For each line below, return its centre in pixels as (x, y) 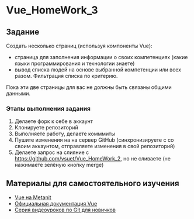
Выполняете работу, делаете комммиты (65, 134)
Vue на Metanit (33, 197)
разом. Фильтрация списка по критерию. (66, 76)
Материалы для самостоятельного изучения (93, 183)
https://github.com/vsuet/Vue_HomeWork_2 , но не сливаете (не (93, 159)
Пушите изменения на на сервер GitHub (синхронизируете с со (94, 140)
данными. (18, 93)
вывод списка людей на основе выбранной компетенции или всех (98, 70)
